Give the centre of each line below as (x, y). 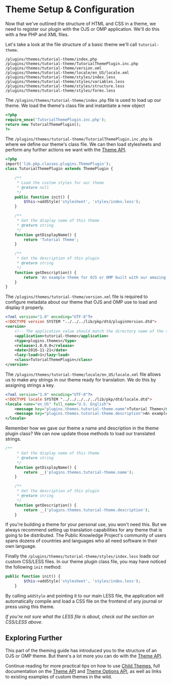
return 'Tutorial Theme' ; (51, 240)
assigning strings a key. (30, 385)
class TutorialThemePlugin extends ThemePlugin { (59, 169)
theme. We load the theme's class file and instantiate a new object (75, 105)
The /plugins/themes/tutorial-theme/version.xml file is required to (77, 297)
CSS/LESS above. (24, 622)
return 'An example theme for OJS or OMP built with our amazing (95, 277)
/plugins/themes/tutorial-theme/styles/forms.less (60, 91)
